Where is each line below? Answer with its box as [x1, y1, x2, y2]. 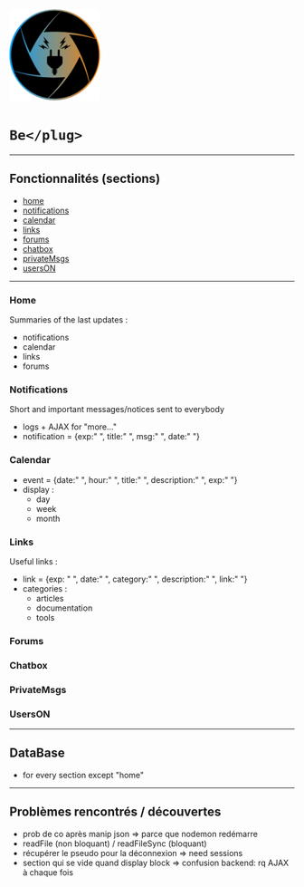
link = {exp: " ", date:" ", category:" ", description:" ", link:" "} [22, 574, 248, 584]
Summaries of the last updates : [9, 314, 128, 325]
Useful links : [9, 555, 58, 566]
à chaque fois [22, 866, 74, 878]
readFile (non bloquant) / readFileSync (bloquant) [22, 838, 207, 849]
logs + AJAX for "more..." [22, 421, 118, 432]
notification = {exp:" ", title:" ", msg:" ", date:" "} [22, 431, 201, 442]
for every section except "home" [22, 769, 145, 780]
